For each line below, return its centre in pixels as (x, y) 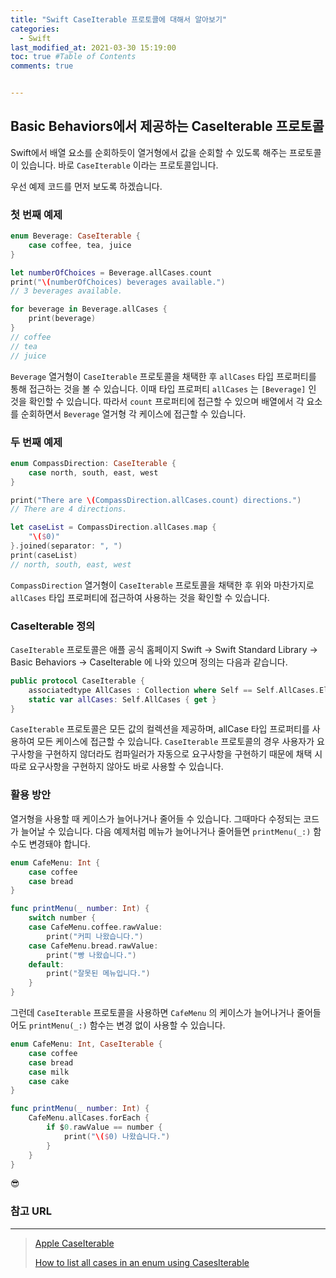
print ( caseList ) (44, 555)
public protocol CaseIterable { (77, 681)
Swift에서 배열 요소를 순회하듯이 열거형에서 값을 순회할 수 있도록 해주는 (149, 152)
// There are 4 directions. (69, 509)
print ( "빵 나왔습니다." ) (91, 955)
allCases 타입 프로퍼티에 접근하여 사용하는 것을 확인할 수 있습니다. (140, 597)
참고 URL (31, 1211)
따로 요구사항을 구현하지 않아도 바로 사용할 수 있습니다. (117, 767)
